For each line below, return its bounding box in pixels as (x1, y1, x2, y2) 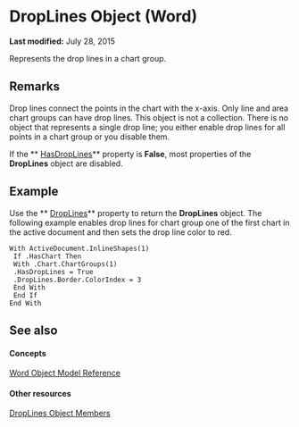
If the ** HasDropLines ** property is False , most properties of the (9, 148, 252, 159)
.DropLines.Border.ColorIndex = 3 (12, 275, 142, 284)
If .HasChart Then (12, 252, 82, 261)
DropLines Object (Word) (9, 6, 198, 27)
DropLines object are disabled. (9, 158, 123, 169)
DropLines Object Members (9, 408, 111, 419)
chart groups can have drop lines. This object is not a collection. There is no (9, 112, 288, 122)
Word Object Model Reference (9, 368, 121, 379)
